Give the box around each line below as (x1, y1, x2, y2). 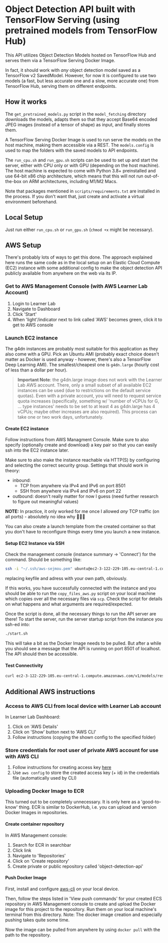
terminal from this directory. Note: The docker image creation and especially (5, 911, 162, 917)
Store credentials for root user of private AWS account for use (5, 746, 159, 753)
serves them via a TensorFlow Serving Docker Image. (5, 57, 115, 63)
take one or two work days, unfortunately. (17, 414, 104, 420)
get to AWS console (12, 322, 53, 328)
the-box (5, 178, 21, 184)
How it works (5, 98, 47, 106)
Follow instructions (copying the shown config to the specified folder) (12, 734, 156, 740)
